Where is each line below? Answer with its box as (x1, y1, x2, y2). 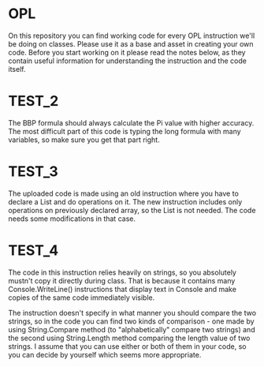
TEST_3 (8, 163, 59, 181)
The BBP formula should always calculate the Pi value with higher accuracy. (8, 118, 255, 127)
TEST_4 (8, 242, 59, 259)
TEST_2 (8, 92, 59, 110)
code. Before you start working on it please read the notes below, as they (8, 47, 246, 57)
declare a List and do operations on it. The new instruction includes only (8, 197, 243, 206)
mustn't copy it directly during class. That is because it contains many (8, 275, 236, 285)
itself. (8, 64, 26, 73)
